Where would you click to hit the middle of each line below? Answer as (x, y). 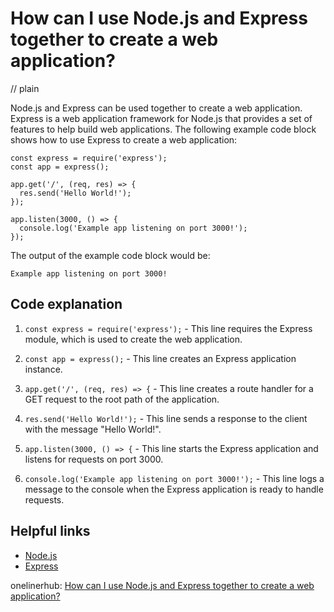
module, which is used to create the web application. (133, 339)
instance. (43, 369)
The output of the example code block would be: (110, 255)
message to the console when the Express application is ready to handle (174, 489)
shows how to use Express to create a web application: (124, 139)
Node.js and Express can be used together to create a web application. (156, 108)
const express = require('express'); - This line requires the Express (168, 328)
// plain (25, 88)
